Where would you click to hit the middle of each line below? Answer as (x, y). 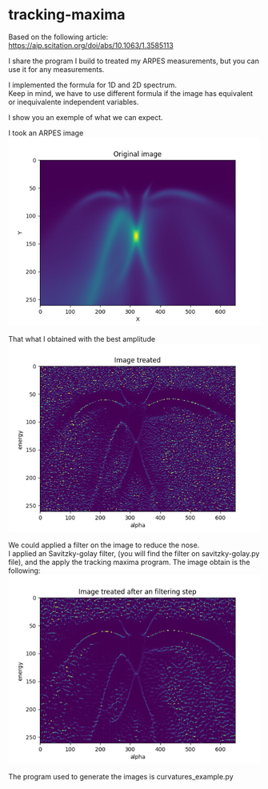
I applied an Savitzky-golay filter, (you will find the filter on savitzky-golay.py (134, 553)
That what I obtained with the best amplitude (82, 338)
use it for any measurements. (56, 69)
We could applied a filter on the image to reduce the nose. (104, 545)
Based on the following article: (58, 37)
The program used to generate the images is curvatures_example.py (121, 776)
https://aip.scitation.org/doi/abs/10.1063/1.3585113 (91, 45)
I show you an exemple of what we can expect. (86, 117)
